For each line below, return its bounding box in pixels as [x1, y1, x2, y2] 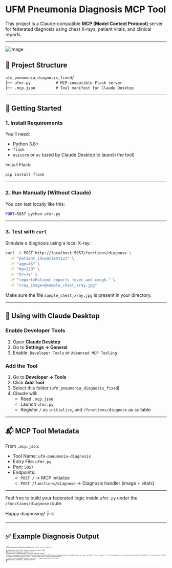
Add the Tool [5, 362, 38, 369]
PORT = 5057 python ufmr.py [5, 211, 60, 216]
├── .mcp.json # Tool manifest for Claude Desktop [5, 85, 134, 91]
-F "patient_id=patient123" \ [10, 256, 74, 261]
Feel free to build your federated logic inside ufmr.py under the [5, 495, 138, 501]
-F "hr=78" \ [10, 272, 38, 277]
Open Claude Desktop [12, 339, 60, 345]
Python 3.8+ [12, 141, 39, 147]
